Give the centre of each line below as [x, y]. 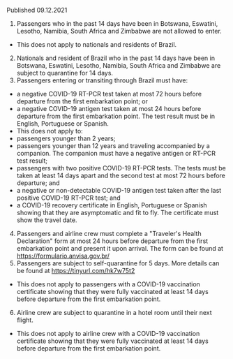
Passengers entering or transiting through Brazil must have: [102, 80]
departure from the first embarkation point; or [82, 101]
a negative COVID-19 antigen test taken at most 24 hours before [109, 109]
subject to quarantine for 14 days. [65, 73]
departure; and [38, 183]
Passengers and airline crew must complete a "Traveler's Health [109, 234]
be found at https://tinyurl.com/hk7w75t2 [76, 271]
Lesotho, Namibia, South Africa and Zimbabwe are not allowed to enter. [119, 31]
